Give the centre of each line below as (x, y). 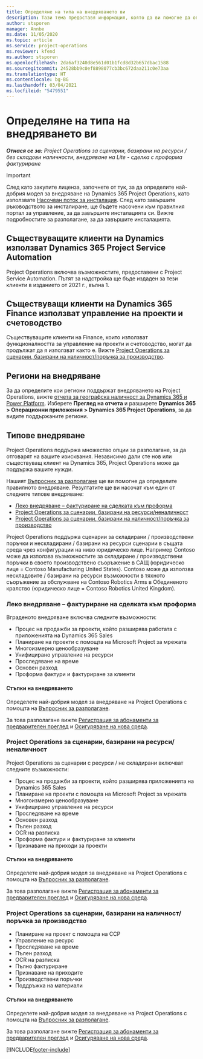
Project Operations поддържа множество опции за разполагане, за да (96, 450)
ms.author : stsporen (32, 57)
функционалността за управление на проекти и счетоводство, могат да (99, 344)
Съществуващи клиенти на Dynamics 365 (89, 304)
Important (18, 175)
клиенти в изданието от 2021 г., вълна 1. (58, 285)
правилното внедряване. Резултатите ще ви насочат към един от (91, 488)
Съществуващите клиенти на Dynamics (85, 238)
